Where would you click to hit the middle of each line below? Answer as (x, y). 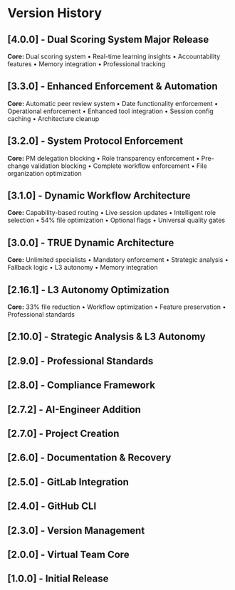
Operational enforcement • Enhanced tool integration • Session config (110, 111)
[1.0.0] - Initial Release (58, 579)
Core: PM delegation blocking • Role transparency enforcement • (104, 158)
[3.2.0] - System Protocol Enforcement (95, 141)
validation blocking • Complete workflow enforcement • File (119, 166)
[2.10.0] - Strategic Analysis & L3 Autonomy (106, 337)
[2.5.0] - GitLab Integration (68, 482)
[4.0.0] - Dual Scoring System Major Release (108, 39)
